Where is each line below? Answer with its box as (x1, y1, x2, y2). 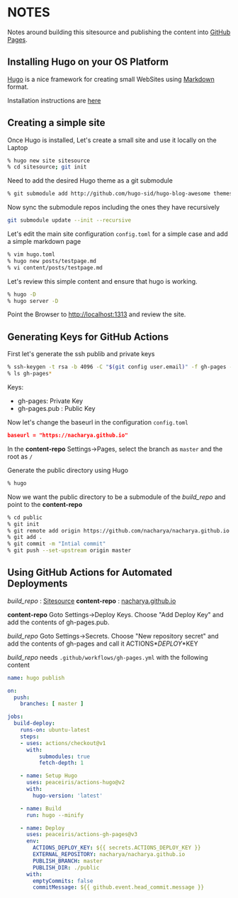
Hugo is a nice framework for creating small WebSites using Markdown (7, 75, 215, 83)
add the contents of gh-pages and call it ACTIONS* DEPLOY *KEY (7, 639, 198, 648)
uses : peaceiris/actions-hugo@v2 (25, 779, 125, 786)
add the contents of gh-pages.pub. (7, 618, 110, 626)
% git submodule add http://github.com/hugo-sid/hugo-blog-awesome (7, 190, 211, 198)
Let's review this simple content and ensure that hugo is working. (7, 277, 198, 285)
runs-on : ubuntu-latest (20, 727, 91, 734)
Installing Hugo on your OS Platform (7, 56, 169, 68)
